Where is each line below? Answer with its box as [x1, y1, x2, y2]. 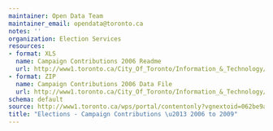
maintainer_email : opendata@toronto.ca [8, 20, 144, 28]
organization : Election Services [8, 34, 122, 43]
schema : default [8, 95, 63, 103]
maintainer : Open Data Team [8, 11, 104, 20]
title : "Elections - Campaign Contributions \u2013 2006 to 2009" [8, 111, 238, 119]
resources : [8, 42, 45, 50]
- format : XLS [8, 50, 57, 58]
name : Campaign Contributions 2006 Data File [15, 80, 173, 88]
